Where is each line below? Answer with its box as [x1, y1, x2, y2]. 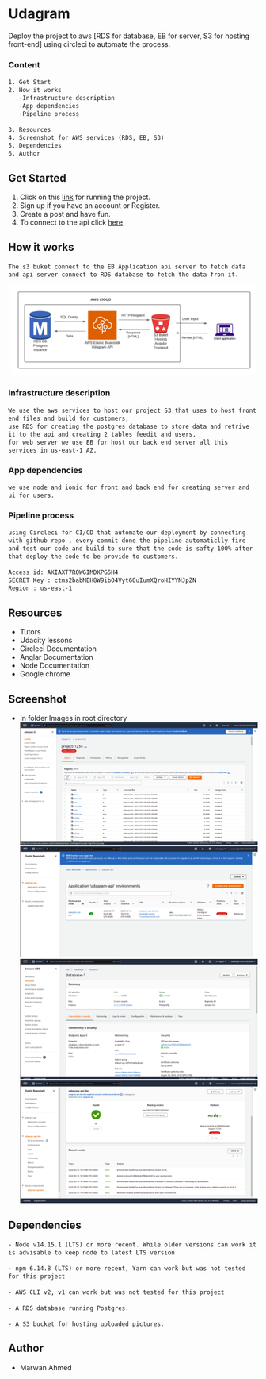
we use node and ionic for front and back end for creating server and [8, 483, 249, 492]
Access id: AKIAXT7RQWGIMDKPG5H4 [8, 568, 119, 576]
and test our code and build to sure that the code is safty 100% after [8, 545, 253, 553]
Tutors [19, 627, 41, 637]
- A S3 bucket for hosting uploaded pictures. [8, 1319, 165, 1328]
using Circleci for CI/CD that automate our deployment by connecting [8, 529, 246, 537]
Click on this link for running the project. [19, 192, 151, 202]
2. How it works [8, 87, 62, 94]
